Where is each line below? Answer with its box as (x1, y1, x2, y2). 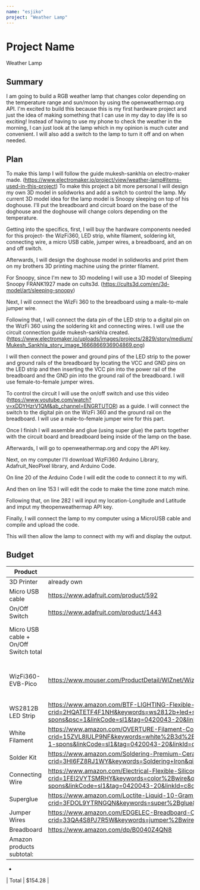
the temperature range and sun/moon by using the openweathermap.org (6, 99, 185, 106)
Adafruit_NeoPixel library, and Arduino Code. (6, 463, 116, 470)
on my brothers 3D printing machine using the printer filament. (6, 263, 160, 270)
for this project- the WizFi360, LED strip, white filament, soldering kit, (6, 232, 176, 239)
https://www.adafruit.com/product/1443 (48, 608, 162, 616)
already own (48, 577, 83, 586)
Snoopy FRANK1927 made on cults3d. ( (6, 280, 103, 288)
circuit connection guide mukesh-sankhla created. (6, 329, 130, 336)
